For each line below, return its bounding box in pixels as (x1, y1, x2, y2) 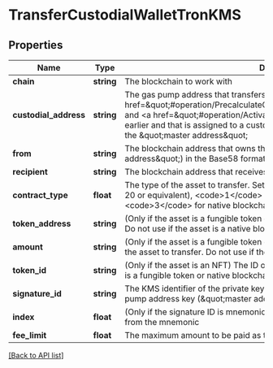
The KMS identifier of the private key (124, 283, 265, 294)
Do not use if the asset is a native (124, 223, 251, 234)
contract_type (12, 189, 68, 201)
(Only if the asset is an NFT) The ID (124, 260, 258, 271)
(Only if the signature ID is (124, 306, 224, 318)
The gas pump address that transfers (124, 89, 266, 100)
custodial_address (12, 110, 85, 120)
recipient (12, 167, 49, 177)
